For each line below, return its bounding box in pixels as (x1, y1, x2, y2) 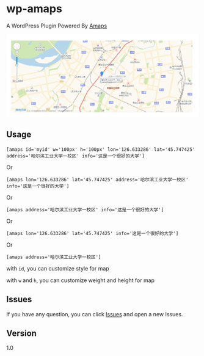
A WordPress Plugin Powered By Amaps (6, 22, 107, 29)
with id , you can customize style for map (6, 264, 109, 272)
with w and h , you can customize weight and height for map (6, 277, 155, 284)
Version (6, 328, 37, 338)
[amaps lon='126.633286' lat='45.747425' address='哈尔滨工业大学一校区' (6, 176, 189, 183)
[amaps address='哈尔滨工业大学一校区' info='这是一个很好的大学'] (6, 206, 164, 213)
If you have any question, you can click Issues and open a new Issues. (6, 310, 183, 318)
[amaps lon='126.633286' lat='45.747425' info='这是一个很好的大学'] (6, 230, 179, 236)
